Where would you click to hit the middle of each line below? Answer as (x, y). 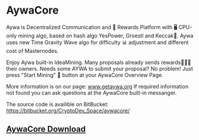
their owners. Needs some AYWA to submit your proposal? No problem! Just (99, 68)
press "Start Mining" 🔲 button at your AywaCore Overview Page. (85, 75)
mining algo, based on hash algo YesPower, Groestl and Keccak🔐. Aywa (105, 36)
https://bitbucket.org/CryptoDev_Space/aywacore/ (68, 110)
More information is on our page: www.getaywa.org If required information (97, 86)
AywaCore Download (46, 129)
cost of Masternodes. (32, 50)
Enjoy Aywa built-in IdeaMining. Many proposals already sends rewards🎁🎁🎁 (99, 62)
